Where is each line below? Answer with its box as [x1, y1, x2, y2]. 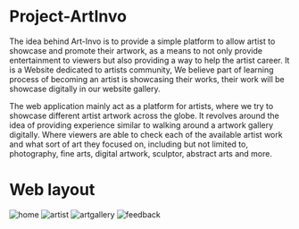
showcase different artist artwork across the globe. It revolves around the [9, 110, 279, 121]
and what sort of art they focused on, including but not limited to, [9, 139, 248, 149]
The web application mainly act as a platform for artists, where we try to [9, 100, 274, 111]
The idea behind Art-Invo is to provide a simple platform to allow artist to [9, 36, 276, 47]
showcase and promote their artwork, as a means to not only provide [9, 45, 263, 55]
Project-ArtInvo [9, 6, 128, 27]
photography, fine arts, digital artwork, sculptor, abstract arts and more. [9, 148, 272, 158]
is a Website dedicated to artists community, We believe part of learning [9, 64, 274, 75]
